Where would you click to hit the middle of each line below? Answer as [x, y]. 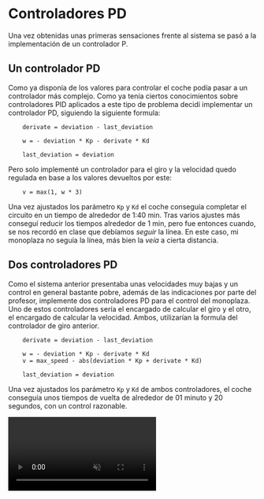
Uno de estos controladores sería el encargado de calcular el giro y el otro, [130, 309]
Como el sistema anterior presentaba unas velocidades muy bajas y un [123, 283]
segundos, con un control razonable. [68, 405]
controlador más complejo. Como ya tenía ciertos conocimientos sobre [123, 96]
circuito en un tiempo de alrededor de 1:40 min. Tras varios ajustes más [124, 215]
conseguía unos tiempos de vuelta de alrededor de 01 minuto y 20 [115, 397]
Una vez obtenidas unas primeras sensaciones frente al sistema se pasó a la [132, 35]
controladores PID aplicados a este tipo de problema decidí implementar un [131, 104]
